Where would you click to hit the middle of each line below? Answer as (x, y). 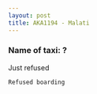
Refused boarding (37, 82)
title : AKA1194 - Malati (49, 23)
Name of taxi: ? (37, 51)
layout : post (30, 15)
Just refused (29, 67)
